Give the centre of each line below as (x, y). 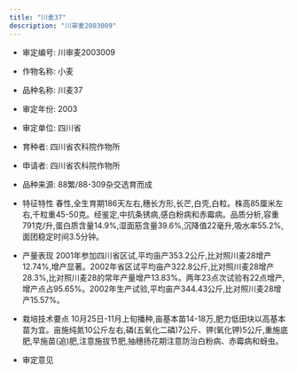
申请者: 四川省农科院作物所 (71, 165)
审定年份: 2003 (50, 108)
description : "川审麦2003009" (63, 26)
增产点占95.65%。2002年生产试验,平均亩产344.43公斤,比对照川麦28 (148, 289)
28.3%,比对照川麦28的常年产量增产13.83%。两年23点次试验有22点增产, (153, 277)
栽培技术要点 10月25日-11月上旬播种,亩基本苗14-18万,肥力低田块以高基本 (154, 318)
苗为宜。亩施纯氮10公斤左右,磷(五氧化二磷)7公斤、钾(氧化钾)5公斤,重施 (151, 329)
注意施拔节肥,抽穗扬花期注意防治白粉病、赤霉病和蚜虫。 (181, 341)
